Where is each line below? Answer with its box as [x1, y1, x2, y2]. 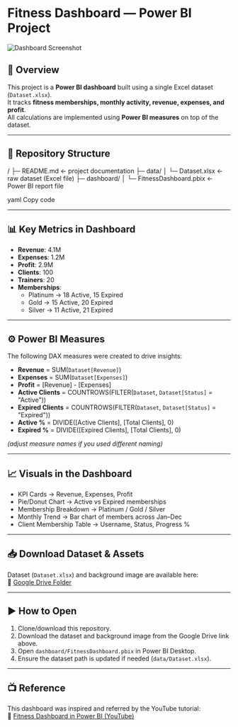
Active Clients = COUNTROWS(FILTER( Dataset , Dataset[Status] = [17, 388, 213, 397]
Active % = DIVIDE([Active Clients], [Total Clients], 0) [17, 418, 174, 427]
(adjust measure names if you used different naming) [7, 439, 163, 448]
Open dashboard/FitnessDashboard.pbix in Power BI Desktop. [17, 646, 197, 655]
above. [17, 639, 38, 648]
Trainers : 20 [17, 276, 55, 284]
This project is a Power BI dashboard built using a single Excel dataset [7, 83, 214, 91]
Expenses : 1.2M [17, 253, 65, 261]
